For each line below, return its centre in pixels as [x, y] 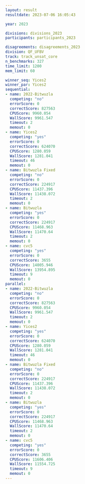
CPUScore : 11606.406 [31, 460]
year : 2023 [17, 24]
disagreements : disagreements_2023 [43, 47]
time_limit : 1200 [24, 66]
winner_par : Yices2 [26, 85]
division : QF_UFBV [25, 52]
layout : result [21, 10]
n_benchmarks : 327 [25, 61]
